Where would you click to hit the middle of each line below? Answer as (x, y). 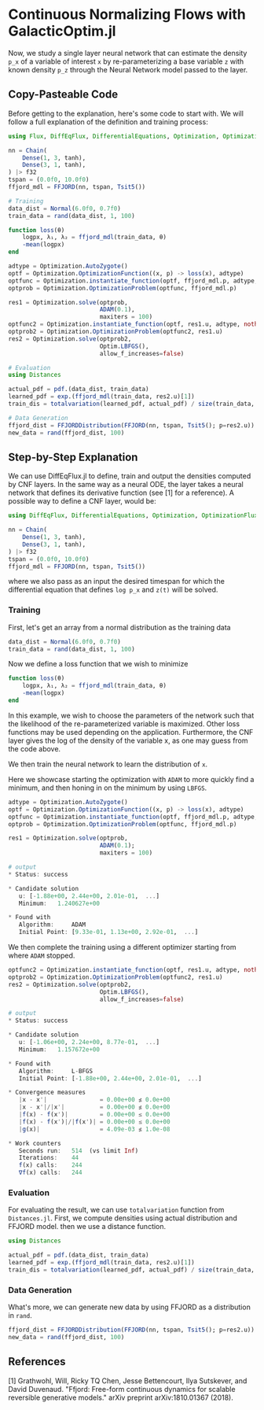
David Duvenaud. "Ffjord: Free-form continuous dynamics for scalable (122, 1389)
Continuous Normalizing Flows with (127, 15)
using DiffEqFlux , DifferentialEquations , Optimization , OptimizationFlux (133, 516)
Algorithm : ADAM (52, 925)
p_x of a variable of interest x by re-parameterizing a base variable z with (126, 61)
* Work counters (35, 1143)
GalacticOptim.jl (62, 31)
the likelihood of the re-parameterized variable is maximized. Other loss (124, 723)
